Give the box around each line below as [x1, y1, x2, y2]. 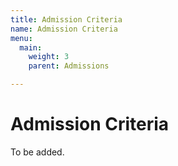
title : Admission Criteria [10, 14, 123, 25]
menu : [10, 33, 33, 43]
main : [19, 42, 43, 53]
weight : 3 [28, 52, 70, 62]
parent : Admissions [28, 61, 110, 71]
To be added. [10, 146, 65, 158]
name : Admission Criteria [10, 24, 118, 34]
